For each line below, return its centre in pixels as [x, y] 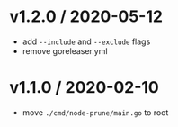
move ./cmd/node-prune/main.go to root [95, 112]
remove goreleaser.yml [65, 50]
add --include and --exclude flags [86, 41]
